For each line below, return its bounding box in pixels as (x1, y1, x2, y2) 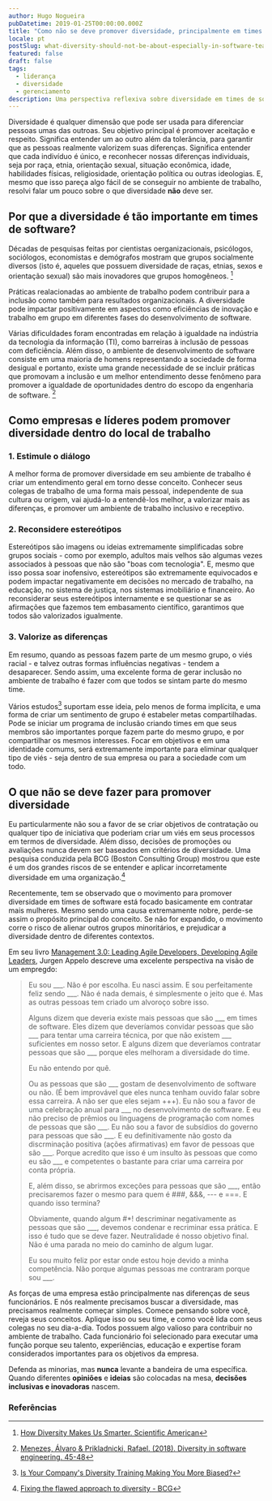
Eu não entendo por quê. (28, 1063, 112, 1073)
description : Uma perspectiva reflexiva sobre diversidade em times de (8, 95, 255, 103)
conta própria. (28, 1165, 76, 1175)
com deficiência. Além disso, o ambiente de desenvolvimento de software (8, 346, 255, 355)
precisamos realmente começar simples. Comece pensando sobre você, (8, 1305, 251, 1315)
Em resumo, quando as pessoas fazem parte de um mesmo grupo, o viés (8, 650, 253, 660)
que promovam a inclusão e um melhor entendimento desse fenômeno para (8, 371, 261, 381)
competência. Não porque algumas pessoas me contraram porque (28, 1263, 250, 1274)
